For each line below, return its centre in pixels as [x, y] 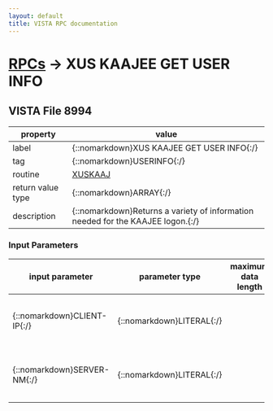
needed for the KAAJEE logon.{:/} [136, 221]
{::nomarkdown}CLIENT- [60, 316]
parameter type [170, 276]
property [38, 133]
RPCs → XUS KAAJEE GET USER [119, 64]
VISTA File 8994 [50, 111]
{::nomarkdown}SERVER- [61, 369]
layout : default [36, 16]
